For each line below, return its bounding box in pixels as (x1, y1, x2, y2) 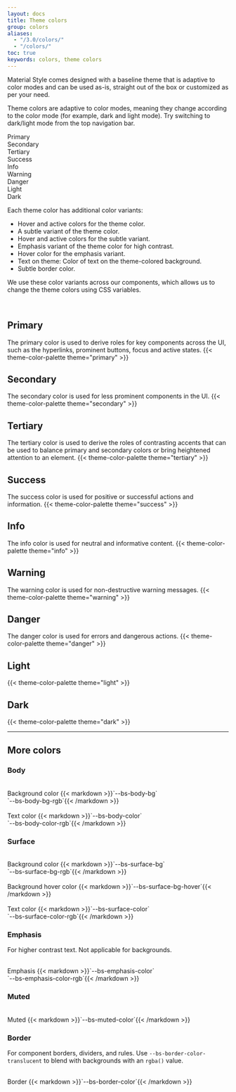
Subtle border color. (17, 264, 76, 273)
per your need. (7, 90, 51, 98)
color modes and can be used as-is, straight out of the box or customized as (7, 82, 229, 91)
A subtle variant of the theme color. (17, 226, 120, 236)
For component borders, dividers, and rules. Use (7, 1048, 148, 1057)
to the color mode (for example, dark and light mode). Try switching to (7, 111, 211, 120)
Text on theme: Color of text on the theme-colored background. (17, 257, 202, 265)
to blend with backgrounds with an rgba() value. (43, 1056, 184, 1065)
